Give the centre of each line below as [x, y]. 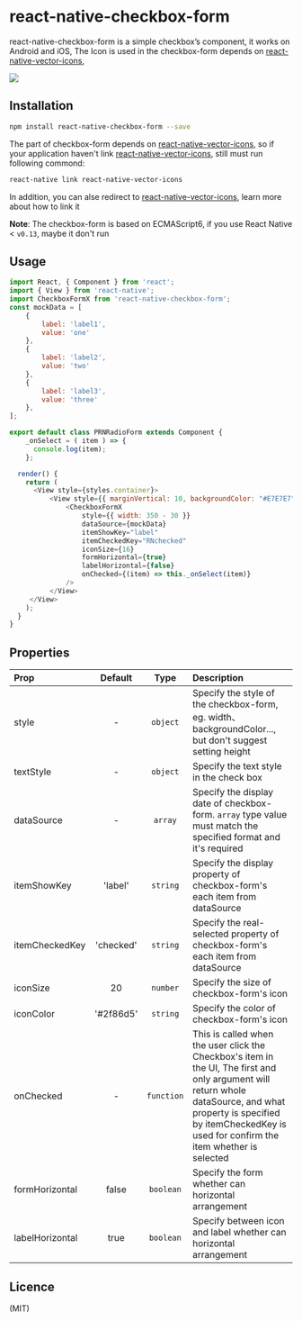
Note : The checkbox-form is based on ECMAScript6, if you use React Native [151, 223]
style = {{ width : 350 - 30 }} [136, 516]
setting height [222, 752]
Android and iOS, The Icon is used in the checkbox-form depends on [137, 50]
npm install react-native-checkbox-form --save [100, 127]
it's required [218, 848]
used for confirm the [236, 1136]
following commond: [47, 163]
